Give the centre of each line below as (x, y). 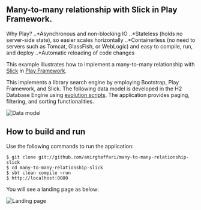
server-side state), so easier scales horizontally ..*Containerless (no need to (101, 40)
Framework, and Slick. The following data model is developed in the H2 (94, 89)
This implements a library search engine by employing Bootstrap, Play (93, 82)
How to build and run (46, 132)
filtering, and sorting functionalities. (50, 101)
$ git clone (21, 157)
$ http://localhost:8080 (37, 178)
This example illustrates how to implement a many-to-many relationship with (100, 64)
